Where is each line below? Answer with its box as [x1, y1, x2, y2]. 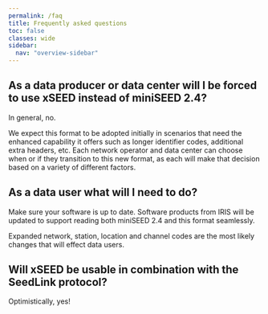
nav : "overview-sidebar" [15, 49, 99, 57]
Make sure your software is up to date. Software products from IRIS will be [8, 206, 254, 217]
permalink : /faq [8, 11, 63, 20]
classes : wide [8, 34, 56, 43]
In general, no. [8, 112, 56, 122]
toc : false [8, 27, 45, 35]
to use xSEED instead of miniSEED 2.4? [8, 92, 207, 105]
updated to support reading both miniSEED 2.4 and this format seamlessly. [8, 215, 255, 225]
